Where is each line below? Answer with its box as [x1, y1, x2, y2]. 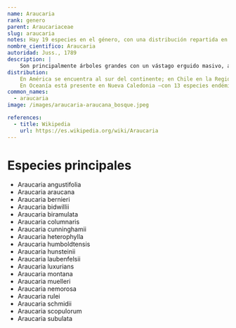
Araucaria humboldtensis [17, 240, 91, 249]
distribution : [7, 69, 49, 76]
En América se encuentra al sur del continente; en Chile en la [20, 75, 212, 83]
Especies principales [7, 157, 132, 173]
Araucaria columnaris [17, 218, 80, 226]
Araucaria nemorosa [17, 285, 77, 293]
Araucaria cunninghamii [17, 225, 86, 233]
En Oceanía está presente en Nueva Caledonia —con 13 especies [20, 82, 209, 89]
